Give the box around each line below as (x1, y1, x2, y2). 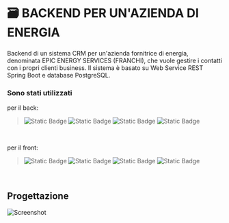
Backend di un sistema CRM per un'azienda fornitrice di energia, (7, 49, 189, 58)
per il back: (7, 104, 39, 112)
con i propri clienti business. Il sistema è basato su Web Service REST (7, 64, 204, 72)
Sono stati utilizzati (7, 89, 73, 98)
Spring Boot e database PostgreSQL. (7, 71, 111, 80)
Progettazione (7, 190, 69, 202)
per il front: (7, 143, 39, 152)
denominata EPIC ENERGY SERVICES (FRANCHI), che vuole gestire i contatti (7, 56, 222, 65)
